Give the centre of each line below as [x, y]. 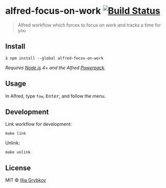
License [18, 168]
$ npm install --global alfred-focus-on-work [54, 58]
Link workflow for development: [39, 124]
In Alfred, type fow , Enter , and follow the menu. [56, 96]
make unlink [18, 152]
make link [16, 133]
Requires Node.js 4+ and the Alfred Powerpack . [56, 68]
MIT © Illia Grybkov [26, 180]
